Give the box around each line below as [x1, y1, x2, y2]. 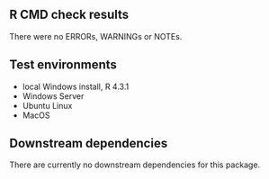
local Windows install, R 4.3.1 [22, 81, 130, 92]
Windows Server [22, 90, 85, 102]
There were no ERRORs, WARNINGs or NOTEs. [9, 31, 183, 41]
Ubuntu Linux [22, 100, 73, 111]
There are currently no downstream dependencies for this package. [9, 159, 261, 170]
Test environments [9, 58, 117, 73]
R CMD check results [9, 7, 130, 22]
